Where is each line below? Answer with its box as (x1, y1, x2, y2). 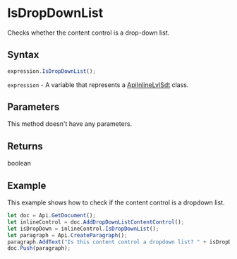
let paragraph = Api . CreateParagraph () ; (7, 231, 128, 238)
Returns (7, 140, 44, 152)
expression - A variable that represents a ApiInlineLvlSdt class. (7, 80, 189, 89)
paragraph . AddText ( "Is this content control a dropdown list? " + (7, 238, 207, 246)
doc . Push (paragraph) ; (7, 245, 71, 252)
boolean (7, 159, 32, 168)
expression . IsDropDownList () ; (7, 67, 97, 75)
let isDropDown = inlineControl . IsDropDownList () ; (7, 225, 159, 232)
